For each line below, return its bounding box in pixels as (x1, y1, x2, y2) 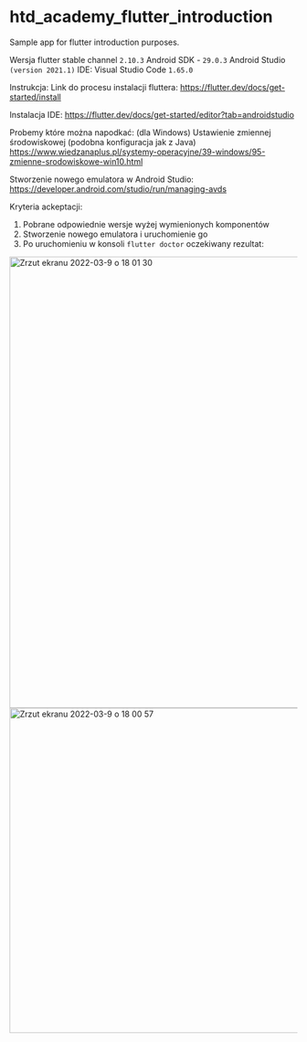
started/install (9, 91, 61, 102)
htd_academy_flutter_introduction (9, 6, 273, 27)
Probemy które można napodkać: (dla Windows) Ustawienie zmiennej (9, 126, 271, 138)
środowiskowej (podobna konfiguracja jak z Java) (9, 136, 196, 147)
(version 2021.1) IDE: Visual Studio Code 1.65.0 (9, 64, 194, 75)
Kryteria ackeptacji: (9, 201, 83, 212)
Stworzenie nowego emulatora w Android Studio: (9, 174, 195, 185)
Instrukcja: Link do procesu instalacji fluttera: (9, 81, 178, 92)
